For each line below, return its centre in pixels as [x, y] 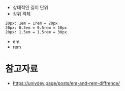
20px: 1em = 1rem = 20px [32, 23]
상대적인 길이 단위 [30, 7]
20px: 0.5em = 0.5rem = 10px [36, 28]
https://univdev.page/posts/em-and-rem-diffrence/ [66, 83]
